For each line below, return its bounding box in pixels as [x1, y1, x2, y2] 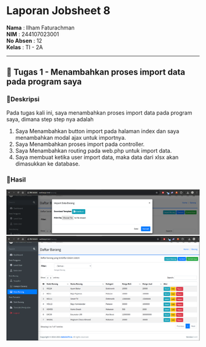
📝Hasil [6, 175, 26, 184]
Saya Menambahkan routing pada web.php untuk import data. [15, 147, 172, 154]
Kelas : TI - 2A [6, 44, 43, 51]
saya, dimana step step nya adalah [6, 115, 94, 123]
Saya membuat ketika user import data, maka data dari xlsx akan [15, 153, 179, 161]
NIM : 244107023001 [6, 30, 59, 37]
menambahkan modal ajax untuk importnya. [15, 134, 126, 141]
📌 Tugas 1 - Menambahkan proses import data [6, 67, 186, 77]
